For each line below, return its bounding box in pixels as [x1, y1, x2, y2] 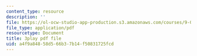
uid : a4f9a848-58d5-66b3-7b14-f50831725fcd [6, 41, 114, 47]
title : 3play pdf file [6, 36, 62, 41]
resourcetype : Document [6, 30, 64, 36]
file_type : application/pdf [6, 24, 75, 31]
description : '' [6, 14, 46, 20]
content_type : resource [6, 8, 64, 15]
